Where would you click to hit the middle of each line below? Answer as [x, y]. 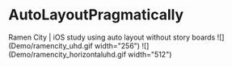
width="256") [117, 45]
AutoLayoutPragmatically [96, 15]
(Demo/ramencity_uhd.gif [51, 45]
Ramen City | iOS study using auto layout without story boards [112, 37]
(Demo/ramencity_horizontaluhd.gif [67, 54]
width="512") [150, 54]
